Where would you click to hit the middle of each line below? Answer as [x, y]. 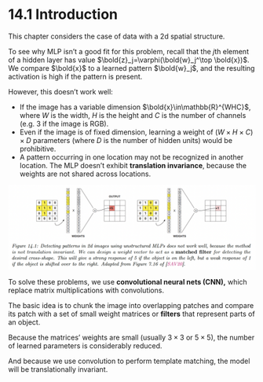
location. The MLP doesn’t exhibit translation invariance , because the [133, 165]
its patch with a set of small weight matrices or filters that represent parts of [131, 314]
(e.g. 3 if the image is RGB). [64, 123]
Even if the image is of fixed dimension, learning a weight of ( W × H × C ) [136, 132]
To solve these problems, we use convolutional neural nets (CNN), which [128, 282]
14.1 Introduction [63, 15]
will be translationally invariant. [58, 369]
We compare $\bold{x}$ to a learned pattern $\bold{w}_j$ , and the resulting [131, 68]
